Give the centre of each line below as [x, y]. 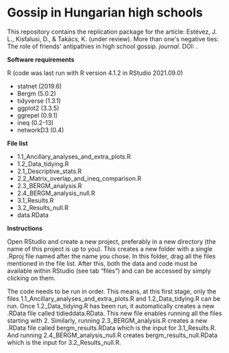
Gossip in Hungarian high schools [105, 13]
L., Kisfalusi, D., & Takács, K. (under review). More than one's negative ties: [113, 38]
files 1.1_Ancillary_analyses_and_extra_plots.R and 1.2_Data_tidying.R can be [114, 298]
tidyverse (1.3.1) [39, 100]
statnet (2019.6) [39, 86]
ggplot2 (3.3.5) [38, 108]
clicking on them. [32, 278]
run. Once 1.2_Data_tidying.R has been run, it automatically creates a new [111, 306]
